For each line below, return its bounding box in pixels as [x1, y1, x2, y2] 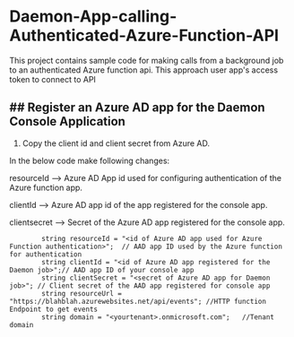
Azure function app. [9, 182, 83, 193]
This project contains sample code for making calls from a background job [9, 55, 284, 65]
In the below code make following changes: [9, 155, 170, 166]
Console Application [9, 114, 125, 129]
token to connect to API [9, 73, 97, 84]
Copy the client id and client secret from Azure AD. [22, 137, 211, 149]
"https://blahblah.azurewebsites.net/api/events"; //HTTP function [9, 297, 267, 306]
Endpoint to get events [9, 305, 99, 314]
